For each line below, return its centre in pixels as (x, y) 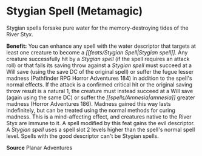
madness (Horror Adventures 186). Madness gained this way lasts (89, 103)
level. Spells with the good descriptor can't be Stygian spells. (82, 136)
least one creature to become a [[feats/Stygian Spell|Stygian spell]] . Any (97, 52)
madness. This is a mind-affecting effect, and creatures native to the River (99, 117)
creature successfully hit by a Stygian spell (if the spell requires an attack (98, 59)
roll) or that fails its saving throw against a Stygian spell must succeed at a (99, 65)
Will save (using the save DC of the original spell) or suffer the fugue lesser (100, 71)
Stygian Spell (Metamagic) (75, 11)
